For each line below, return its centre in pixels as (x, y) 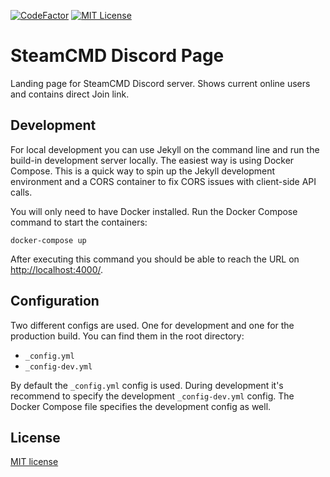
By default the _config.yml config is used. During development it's (147, 385)
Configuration (55, 301)
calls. (21, 192)
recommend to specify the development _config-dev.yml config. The (152, 396)
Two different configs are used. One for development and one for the (152, 325)
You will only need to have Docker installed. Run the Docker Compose (154, 211)
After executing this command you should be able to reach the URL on (155, 259)
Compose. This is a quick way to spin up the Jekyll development (143, 171)
